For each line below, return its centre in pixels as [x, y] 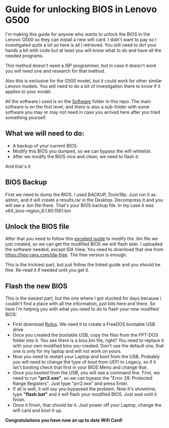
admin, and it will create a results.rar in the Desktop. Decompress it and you [84, 200]
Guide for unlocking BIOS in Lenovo [81, 9]
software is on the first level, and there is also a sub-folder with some [77, 106]
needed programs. [25, 56]
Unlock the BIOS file [37, 226]
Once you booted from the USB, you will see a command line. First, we [86, 373]
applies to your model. [29, 91]
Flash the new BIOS [36, 286]
